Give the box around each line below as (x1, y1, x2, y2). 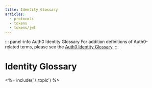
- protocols (9, 16, 34, 21)
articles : (5, 12, 25, 17)
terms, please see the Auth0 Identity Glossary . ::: (20, 44, 119, 50)
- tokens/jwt (9, 25, 36, 30)
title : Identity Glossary (5, 7, 58, 12)
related (5, 44, 20, 50)
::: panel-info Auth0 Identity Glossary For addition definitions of (5, 39, 133, 44)
